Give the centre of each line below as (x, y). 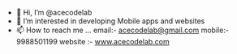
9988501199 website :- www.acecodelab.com (93, 42)
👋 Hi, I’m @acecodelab (54, 12)
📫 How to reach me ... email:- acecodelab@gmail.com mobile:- (123, 30)
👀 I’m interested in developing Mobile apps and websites (110, 21)
